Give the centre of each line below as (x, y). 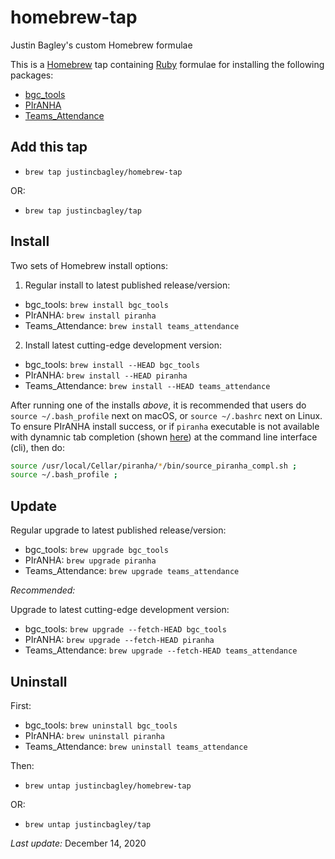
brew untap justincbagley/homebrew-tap (108, 786)
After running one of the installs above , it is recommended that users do (158, 405)
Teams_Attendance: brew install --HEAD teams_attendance (147, 385)
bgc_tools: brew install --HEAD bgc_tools (112, 364)
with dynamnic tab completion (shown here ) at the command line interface (164, 437)
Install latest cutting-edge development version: (123, 345)
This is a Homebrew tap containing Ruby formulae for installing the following (167, 64)
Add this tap (49, 147)
